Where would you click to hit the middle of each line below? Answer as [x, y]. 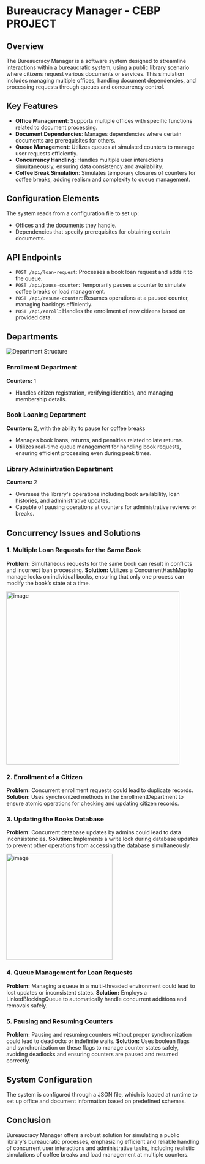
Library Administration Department [60, 469]
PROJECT [32, 24]
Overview [25, 46]
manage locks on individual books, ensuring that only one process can [95, 576]
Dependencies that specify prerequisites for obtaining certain [93, 232]
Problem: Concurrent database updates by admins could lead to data [94, 832]
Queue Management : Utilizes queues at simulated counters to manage [105, 147]
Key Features [32, 106]
